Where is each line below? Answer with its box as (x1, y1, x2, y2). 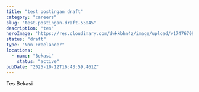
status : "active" (17, 58, 60, 64)
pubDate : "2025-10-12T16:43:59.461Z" (6, 64, 99, 70)
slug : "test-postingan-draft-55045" (6, 20, 97, 26)
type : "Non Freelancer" (6, 42, 65, 48)
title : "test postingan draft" (6, 8, 84, 15)
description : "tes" (6, 25, 54, 31)
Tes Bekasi (6, 80, 33, 87)
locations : (6, 47, 33, 53)
